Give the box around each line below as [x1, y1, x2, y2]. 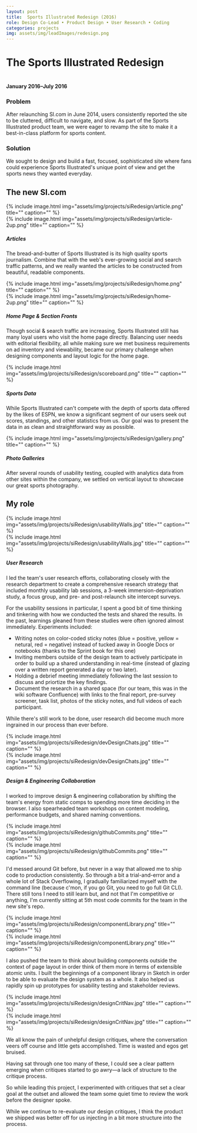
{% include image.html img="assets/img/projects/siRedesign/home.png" [6, 280, 182, 288]
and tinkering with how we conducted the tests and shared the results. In [6, 610, 183, 617]
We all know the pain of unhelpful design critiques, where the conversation [6, 1036, 188, 1043]
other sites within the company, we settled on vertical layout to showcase [6, 475, 184, 483]
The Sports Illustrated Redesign [6, 56, 165, 70]
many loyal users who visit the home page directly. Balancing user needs [6, 333, 183, 341]
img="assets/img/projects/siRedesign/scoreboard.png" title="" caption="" [6, 370, 186, 377]
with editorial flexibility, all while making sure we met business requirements [6, 340, 190, 346]
